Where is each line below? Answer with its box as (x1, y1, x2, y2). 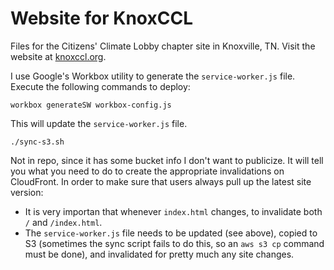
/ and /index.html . (24, 216, 103, 228)
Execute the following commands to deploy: (10, 80, 191, 92)
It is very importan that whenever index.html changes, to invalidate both (24, 205, 323, 217)
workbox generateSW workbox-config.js (10, 100, 172, 110)
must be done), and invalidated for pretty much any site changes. (24, 248, 295, 260)
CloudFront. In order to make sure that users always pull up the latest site (10, 175, 312, 187)
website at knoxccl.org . (10, 50, 107, 62)
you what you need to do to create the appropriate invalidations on (10, 165, 285, 177)
